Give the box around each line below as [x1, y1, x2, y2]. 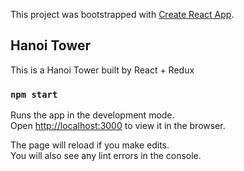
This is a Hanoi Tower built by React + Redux [10, 64, 195, 76]
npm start [10, 89, 58, 100]
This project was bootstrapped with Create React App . [10, 9, 235, 20]
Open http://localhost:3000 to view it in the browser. [10, 120, 226, 132]
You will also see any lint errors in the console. [10, 150, 202, 162]
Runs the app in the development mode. [10, 109, 175, 121]
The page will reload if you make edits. [10, 139, 170, 151]
